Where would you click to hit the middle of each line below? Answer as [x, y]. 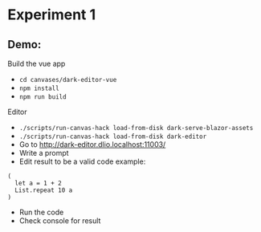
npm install [39, 88]
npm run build [43, 97]
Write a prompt [44, 153]
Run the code [41, 212]
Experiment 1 [52, 15]
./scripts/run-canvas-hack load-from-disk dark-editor [113, 136]
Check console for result [60, 221]
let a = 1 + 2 [38, 183]
